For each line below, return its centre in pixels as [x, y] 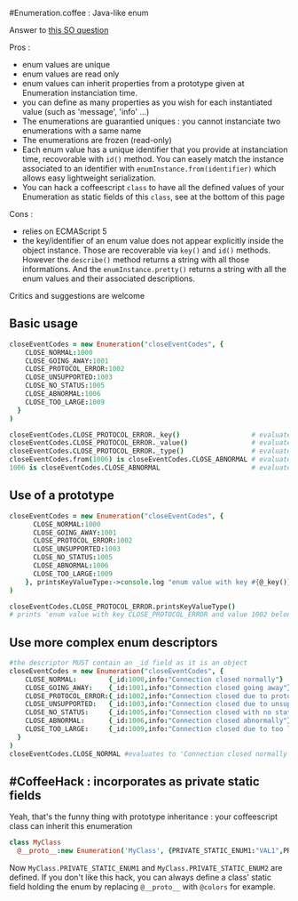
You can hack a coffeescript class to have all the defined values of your [153, 187]
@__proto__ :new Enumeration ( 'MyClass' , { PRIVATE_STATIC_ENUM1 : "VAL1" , [150, 851]
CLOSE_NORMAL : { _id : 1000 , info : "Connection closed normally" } [154, 680]
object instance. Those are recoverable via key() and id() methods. [146, 250]
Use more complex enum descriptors [114, 643]
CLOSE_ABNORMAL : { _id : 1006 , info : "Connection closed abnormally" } [158, 721]
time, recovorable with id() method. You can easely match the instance [153, 159]
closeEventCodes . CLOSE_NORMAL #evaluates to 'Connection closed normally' [150, 754]
